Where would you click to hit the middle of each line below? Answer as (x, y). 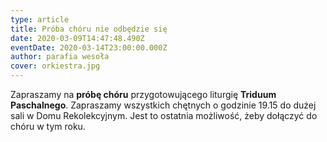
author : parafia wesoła (60, 57)
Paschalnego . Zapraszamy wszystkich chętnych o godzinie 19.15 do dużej (163, 105)
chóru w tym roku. (48, 126)
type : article (40, 19)
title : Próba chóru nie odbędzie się (89, 29)
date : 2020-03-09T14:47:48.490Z (77, 38)
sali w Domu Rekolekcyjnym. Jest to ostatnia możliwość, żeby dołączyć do (164, 115)
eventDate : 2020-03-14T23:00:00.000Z (89, 47)
